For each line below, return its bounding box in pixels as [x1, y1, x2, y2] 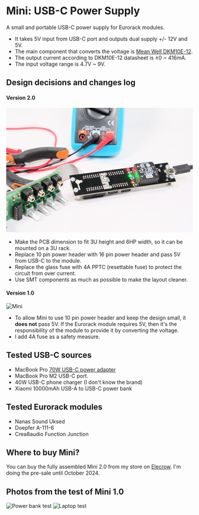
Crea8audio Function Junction [14, 430, 89, 437]
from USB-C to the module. [14, 257, 82, 264]
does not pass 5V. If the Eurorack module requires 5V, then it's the [14, 320, 177, 327]
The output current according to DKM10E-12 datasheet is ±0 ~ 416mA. [14, 54, 187, 61]
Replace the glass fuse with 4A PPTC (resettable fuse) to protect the [14, 263, 182, 270]
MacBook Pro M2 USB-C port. [14, 372, 89, 379]
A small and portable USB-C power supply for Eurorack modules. [6, 24, 165, 31]
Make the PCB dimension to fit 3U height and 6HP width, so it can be [14, 238, 183, 245]
